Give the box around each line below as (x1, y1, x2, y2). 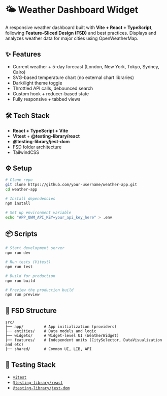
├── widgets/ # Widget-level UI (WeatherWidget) (5, 333, 119, 338)
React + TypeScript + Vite (12, 127, 69, 134)
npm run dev (5, 250, 30, 255)
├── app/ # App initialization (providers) (5, 324, 117, 329)
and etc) (5, 342, 24, 347)
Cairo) (12, 69, 26, 75)
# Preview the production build (5, 287, 74, 293)
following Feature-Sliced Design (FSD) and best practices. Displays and (5, 30, 156, 36)
